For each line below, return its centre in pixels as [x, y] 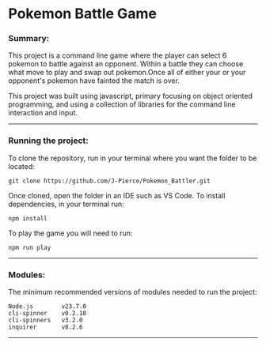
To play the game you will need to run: [70, 233]
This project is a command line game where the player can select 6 [118, 55]
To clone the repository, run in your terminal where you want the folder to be [133, 158]
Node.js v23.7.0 [47, 307]
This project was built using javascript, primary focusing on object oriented [131, 96]
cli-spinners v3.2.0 [46, 321]
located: [21, 166]
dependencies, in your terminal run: [66, 204]
